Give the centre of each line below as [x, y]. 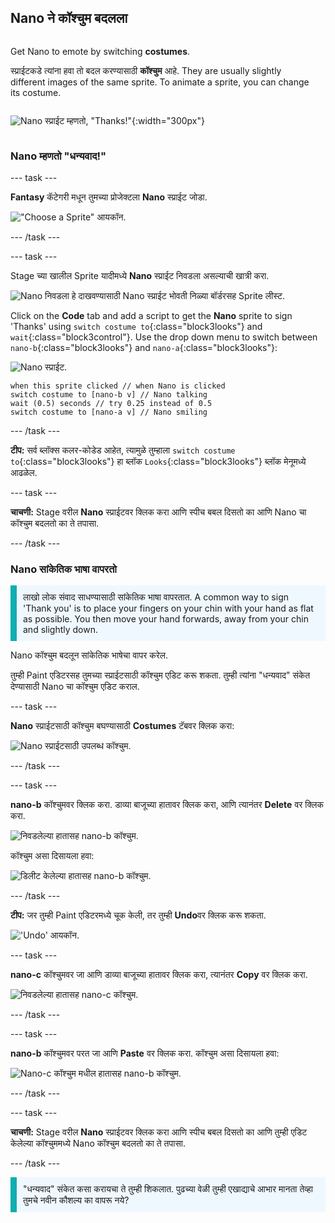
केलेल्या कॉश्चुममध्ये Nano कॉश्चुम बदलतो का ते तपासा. [98, 1143]
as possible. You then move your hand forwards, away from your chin [166, 619]
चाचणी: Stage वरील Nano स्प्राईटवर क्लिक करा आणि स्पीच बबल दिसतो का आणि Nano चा [158, 512]
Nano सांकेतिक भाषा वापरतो [64, 569]
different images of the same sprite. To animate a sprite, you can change [160, 82]
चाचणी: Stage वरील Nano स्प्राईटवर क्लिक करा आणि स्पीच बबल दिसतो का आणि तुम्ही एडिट [159, 1132]
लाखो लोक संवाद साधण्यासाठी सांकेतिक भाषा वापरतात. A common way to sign [156, 597]
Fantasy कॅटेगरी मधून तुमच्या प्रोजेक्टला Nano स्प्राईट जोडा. [109, 197]
